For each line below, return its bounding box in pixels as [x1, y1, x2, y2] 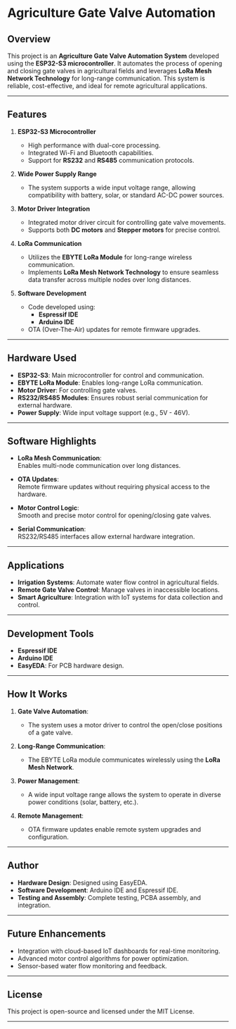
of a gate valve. [27, 728, 73, 737]
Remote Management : [17, 811, 84, 820]
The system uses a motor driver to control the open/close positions [27, 720, 223, 729]
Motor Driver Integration [17, 204, 90, 213]
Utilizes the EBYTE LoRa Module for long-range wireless [27, 252, 192, 261]
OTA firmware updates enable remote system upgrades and [27, 825, 202, 833]
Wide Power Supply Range [17, 169, 97, 178]
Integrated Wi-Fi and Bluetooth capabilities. [27, 148, 154, 156]
